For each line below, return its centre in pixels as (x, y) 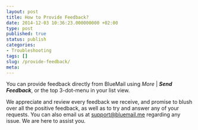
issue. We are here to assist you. (46, 121)
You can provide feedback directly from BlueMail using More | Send (89, 84)
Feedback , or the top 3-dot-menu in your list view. (68, 91)
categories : (21, 45)
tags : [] (17, 56)
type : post (20, 28)
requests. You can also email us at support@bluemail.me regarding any (93, 114)
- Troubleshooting (29, 51)
